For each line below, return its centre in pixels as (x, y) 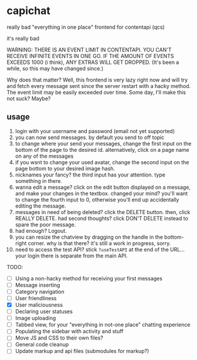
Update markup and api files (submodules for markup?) (82, 351)
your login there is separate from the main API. (71, 256)
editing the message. (40, 206)
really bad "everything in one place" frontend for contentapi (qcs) (86, 27)
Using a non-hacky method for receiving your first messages (89, 278)
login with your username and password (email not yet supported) (95, 131)
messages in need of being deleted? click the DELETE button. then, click (103, 212)
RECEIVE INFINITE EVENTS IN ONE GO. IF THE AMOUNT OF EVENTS (90, 56)
